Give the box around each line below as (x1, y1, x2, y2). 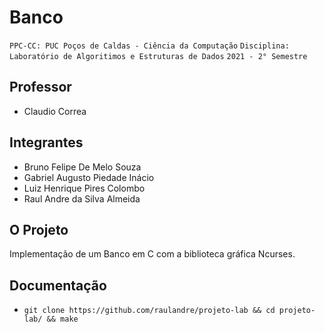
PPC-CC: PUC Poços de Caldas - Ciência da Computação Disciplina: (9, 41, 290, 51)
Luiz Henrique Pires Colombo (23, 182, 146, 194)
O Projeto (9, 221, 69, 238)
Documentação (9, 277, 107, 294)
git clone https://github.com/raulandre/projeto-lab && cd (23, 306, 276, 316)
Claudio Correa (23, 105, 87, 117)
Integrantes (9, 134, 84, 151)
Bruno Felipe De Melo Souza (23, 161, 142, 173)
